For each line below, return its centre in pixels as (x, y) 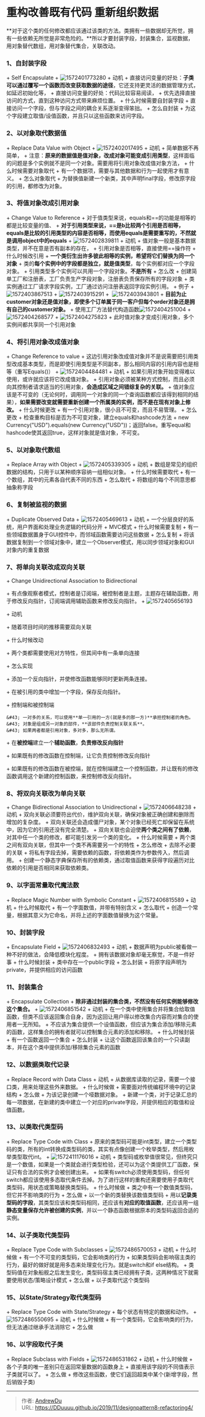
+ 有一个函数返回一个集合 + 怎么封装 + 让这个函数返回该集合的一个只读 (95, 1040)
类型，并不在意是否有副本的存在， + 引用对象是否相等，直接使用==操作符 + (101, 248)
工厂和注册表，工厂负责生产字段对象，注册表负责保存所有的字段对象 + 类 (103, 279)
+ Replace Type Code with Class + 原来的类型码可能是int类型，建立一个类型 (102, 1141)
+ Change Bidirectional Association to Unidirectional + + (102, 807)
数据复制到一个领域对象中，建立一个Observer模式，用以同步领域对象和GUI (100, 542)
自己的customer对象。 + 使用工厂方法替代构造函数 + (101, 309)
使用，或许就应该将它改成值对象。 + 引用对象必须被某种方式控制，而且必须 (101, 379)
